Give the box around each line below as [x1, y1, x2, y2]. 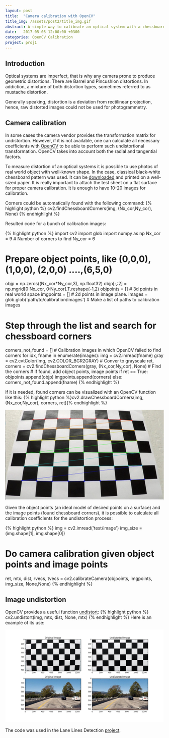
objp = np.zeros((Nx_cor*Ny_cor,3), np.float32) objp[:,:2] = [5, 281, 127, 287]
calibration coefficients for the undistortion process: [5, 515, 113, 521]
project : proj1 [5, 40, 37, 45]
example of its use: [5, 619, 45, 625]
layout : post [5, 8, 33, 13]
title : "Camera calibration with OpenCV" [5, 13, 96, 19]
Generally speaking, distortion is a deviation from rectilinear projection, [5, 98, 152, 104]
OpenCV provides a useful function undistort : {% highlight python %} [5, 609, 149, 615]
